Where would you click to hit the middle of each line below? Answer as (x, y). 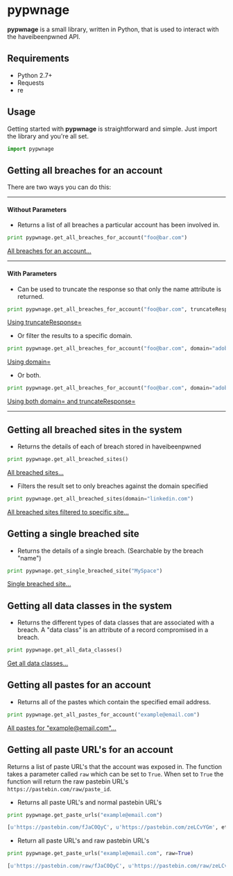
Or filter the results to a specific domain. (75, 336)
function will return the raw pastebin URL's (68, 781)
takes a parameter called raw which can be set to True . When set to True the (115, 774)
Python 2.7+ (35, 75)
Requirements (38, 59)
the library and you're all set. (48, 136)
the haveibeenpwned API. (44, 36)
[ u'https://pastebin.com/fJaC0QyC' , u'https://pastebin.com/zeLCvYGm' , (113, 827)
